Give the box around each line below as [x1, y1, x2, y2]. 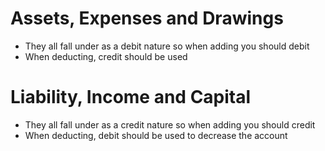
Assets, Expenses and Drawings [10, 7, 284, 30]
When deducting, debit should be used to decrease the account [24, 129, 288, 141]
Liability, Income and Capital [10, 86, 252, 109]
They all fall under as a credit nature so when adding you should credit [24, 118, 316, 131]
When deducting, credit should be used [24, 50, 188, 62]
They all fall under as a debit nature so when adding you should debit [24, 40, 310, 52]
